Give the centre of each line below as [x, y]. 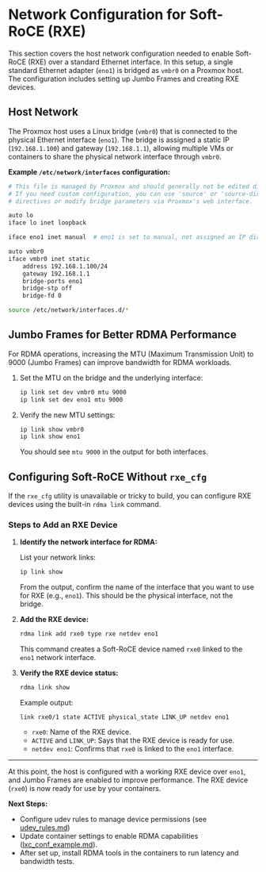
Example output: [46, 703]
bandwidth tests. [47, 862]
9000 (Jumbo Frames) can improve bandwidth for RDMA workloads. [120, 362]
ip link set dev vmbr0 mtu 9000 [73, 392]
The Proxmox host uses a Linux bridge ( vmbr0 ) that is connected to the [123, 131]
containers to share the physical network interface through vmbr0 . [115, 156]
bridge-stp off [47, 288]
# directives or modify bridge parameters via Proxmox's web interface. [131, 201]
